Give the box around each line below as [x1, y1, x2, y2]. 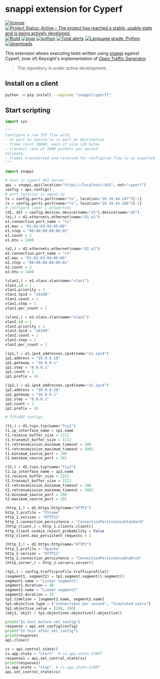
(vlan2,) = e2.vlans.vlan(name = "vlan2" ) [5, 315, 90, 320]
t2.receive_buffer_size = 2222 [5, 474, 69, 479]
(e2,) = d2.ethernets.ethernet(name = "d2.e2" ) [5, 247, 100, 251]
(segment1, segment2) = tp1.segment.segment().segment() [5, 573, 125, 579]
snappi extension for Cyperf [5, 3, 123, 15]
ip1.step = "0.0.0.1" [5, 365, 50, 370]
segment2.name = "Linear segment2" [5, 588, 78, 593]
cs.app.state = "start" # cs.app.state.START [5, 651, 102, 656]
